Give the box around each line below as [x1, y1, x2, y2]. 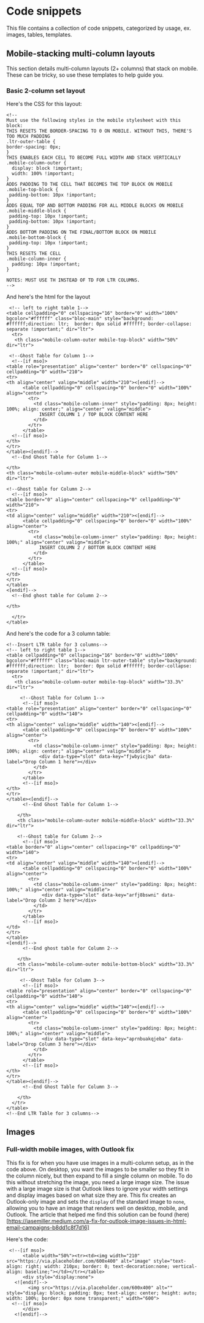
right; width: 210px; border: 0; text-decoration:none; [25, 1263, 171, 1269]
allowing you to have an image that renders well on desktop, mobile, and [6, 1204, 188, 1212]
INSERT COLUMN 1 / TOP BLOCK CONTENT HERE [38, 412, 149, 418]
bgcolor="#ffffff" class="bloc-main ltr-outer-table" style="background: [6, 658, 198, 664]
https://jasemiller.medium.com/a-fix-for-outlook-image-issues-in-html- [8, 1217, 187, 1224]
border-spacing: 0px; [6, 144, 62, 150]
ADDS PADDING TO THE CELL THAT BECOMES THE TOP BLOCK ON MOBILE [6, 181, 173, 188]
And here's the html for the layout [6, 293, 91, 301]
